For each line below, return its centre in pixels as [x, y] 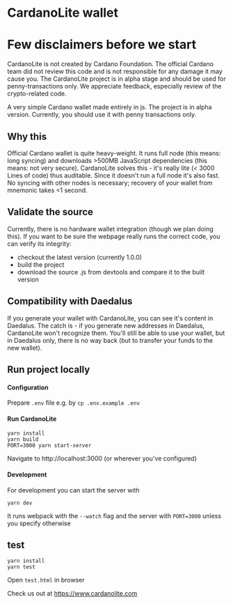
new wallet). [25, 348]
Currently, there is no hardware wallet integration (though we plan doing [110, 229]
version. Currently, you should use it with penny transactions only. [102, 115]
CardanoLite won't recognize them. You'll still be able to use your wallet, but [116, 333]
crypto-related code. [37, 94]
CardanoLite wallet [63, 13]
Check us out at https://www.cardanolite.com [72, 594]
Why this [27, 136]
